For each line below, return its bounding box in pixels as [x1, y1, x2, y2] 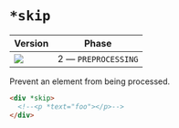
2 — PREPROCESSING [58, 52, 139, 65]
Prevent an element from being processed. [9, 76, 171, 87]
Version [14, 37, 49, 49]
